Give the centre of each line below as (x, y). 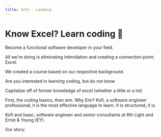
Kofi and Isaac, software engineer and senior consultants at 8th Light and (79, 114)
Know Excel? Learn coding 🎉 (64, 34)
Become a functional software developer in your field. (59, 47)
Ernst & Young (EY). (25, 120)
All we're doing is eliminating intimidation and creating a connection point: (80, 57)
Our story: (15, 129)
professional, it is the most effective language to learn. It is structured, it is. (80, 105)
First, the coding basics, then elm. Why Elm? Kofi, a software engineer (76, 100)
